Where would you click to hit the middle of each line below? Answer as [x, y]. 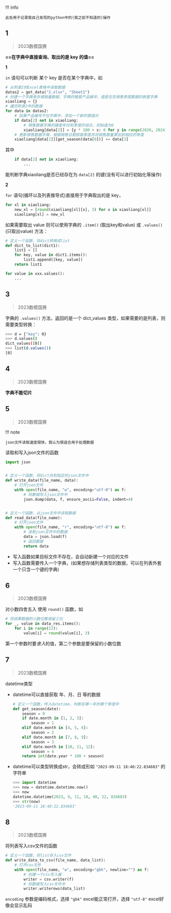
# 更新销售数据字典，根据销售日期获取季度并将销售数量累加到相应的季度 [79, 135]
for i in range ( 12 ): [36, 629]
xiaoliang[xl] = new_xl [40, 214]
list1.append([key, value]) [53, 260]
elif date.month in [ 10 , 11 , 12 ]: [59, 747]
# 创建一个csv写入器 [43, 874]
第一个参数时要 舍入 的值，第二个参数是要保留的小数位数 [63, 643]
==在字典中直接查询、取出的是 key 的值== [50, 57]
